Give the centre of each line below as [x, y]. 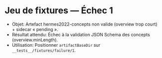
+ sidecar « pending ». [35, 29]
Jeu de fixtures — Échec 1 [59, 11]
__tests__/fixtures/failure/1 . [44, 50]
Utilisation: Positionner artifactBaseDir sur [56, 45]
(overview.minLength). [35, 40]
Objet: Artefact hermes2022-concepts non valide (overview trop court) [84, 24]
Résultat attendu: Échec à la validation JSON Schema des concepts [81, 34]
